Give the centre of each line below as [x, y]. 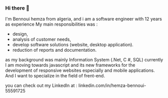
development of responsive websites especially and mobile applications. [80, 70]
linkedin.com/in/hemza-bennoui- [112, 85]
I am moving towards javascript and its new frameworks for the [70, 65]
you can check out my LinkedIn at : [41, 85]
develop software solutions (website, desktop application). [73, 45]
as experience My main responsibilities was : [51, 24]
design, [20, 34]
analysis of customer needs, [42, 39]
